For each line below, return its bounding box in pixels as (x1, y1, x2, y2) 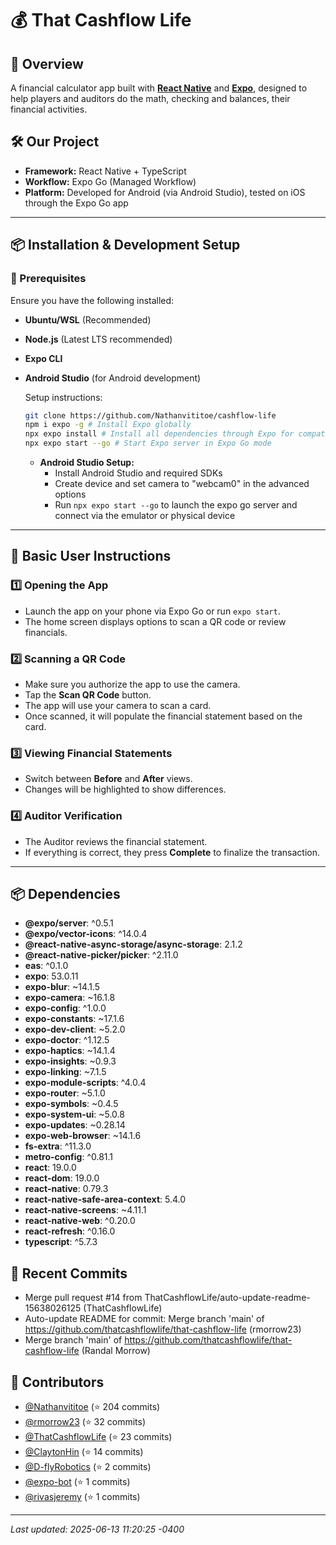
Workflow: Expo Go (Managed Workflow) (24, 175, 197, 187)
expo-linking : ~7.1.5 (24, 1066, 107, 1078)
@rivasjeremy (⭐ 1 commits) (24, 1491, 141, 1503)
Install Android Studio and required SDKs (54, 467, 223, 479)
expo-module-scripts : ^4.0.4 (24, 1077, 147, 1089)
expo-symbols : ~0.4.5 (24, 1098, 119, 1110)
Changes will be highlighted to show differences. (24, 783, 227, 796)
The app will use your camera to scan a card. (24, 699, 212, 711)
